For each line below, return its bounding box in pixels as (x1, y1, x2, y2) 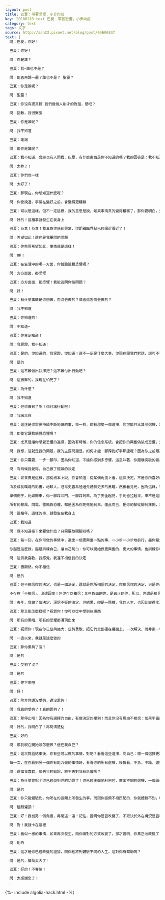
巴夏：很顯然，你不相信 (9, 564, 50, 570)
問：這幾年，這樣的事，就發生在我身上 (9, 511, 76, 516)
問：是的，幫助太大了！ (9, 858, 50, 863)
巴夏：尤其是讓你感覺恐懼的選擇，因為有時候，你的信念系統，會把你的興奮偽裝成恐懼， (9, 440, 160, 445)
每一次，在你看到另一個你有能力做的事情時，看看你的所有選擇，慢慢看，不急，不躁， (9, 760, 156, 765)
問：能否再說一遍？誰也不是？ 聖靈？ (9, 75, 74, 80)
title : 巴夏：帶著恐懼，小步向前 (5, 12, 65, 17)
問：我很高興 (9, 413, 32, 418)
